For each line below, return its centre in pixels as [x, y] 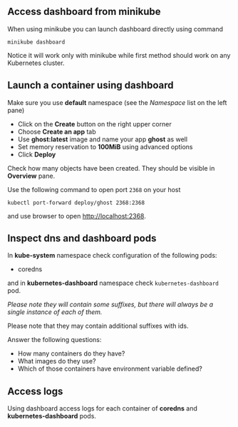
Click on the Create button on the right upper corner [95, 124]
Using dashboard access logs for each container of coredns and [103, 408]
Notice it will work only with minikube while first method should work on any [119, 55]
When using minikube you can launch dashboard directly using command [115, 29]
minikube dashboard [36, 42]
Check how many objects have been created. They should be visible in [111, 168]
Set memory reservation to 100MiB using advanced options [105, 146]
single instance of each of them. [55, 312]
